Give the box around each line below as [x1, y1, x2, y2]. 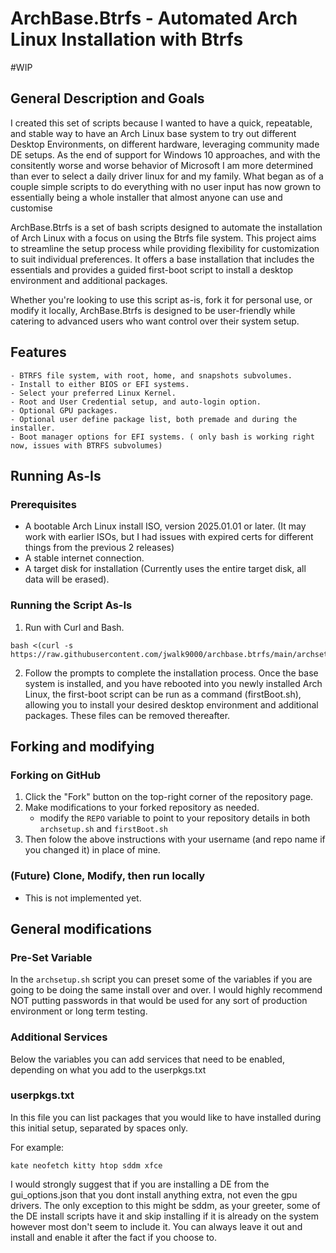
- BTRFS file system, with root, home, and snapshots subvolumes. [10, 370, 293, 381]
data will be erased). [24, 573, 110, 586]
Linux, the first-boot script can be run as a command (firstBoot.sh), [24, 688, 302, 700]
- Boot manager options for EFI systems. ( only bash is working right [10, 432, 315, 442]
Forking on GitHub [10, 768, 101, 782]
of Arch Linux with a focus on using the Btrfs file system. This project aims [10, 232, 317, 244]
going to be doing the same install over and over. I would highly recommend [10, 984, 323, 996]
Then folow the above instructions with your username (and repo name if [24, 833, 326, 846]
